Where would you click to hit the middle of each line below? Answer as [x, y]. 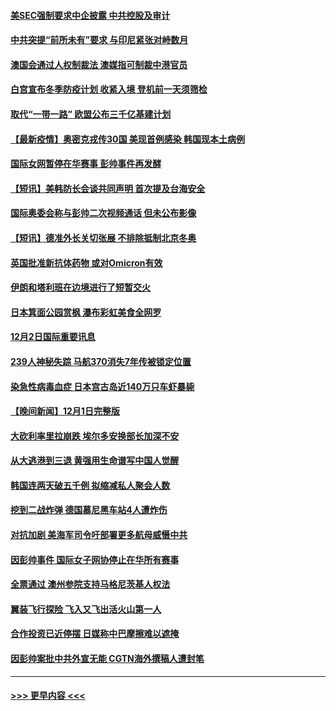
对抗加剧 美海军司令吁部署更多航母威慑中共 [99, 535]
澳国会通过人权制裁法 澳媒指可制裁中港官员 [99, 64]
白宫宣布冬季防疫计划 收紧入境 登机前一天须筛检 [109, 89]
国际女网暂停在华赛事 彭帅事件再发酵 [86, 164]
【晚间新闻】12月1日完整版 [65, 411]
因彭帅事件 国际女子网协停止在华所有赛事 [95, 559]
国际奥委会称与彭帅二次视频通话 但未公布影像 [103, 213]
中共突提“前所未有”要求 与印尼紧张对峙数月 [99, 40]
